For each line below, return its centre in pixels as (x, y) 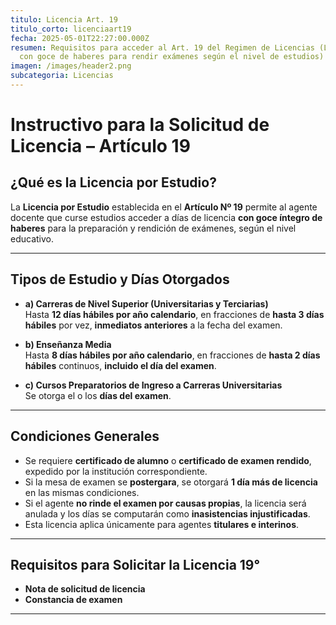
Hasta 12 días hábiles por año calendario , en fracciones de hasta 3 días (174, 314)
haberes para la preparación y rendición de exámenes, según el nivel (153, 228)
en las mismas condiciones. (82, 492)
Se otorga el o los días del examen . (98, 395)
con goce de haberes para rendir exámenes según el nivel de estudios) (172, 57)
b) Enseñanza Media (68, 344)
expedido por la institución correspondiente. (116, 471)
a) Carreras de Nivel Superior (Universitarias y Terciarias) (146, 303)
